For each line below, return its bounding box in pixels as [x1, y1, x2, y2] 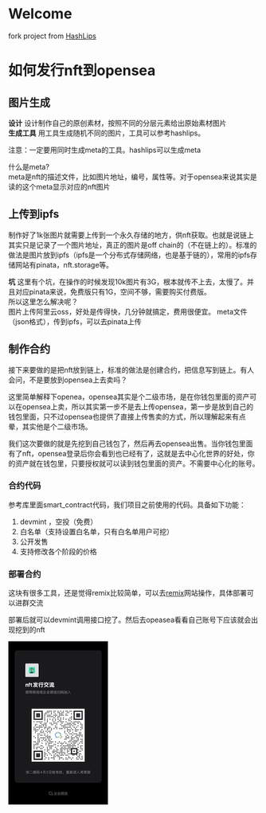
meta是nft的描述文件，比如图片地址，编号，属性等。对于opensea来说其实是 [8, 172, 257, 182]
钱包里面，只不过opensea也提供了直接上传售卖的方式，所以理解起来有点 [8, 412, 246, 421]
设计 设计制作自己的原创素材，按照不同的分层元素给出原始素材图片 [8, 118, 227, 127]
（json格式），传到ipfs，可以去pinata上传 [8, 316, 142, 326]
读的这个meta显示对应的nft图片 [8, 182, 111, 191]
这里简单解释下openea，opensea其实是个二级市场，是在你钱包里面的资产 [8, 392, 250, 401]
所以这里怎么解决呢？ [8, 296, 78, 307]
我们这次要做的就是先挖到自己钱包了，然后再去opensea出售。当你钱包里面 [8, 439, 253, 448]
